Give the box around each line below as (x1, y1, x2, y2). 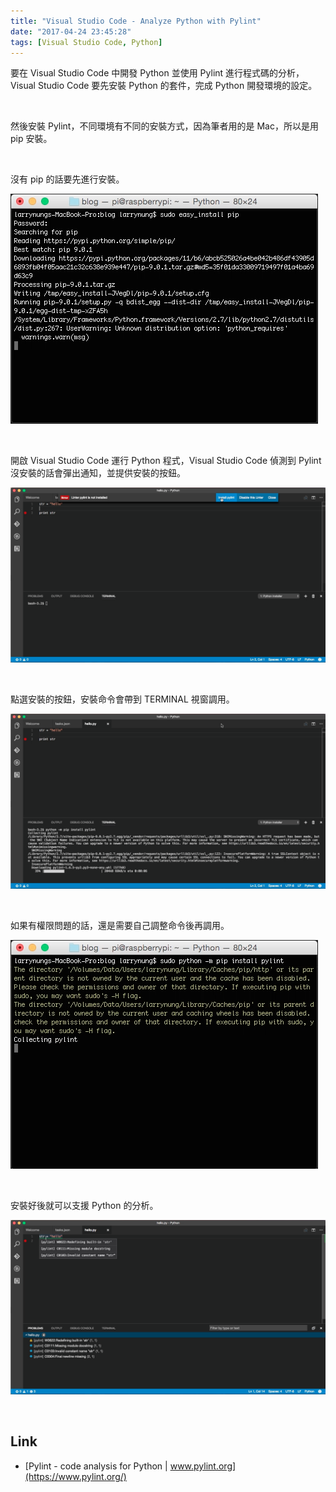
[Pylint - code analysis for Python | (24, 1460, 168, 1472)
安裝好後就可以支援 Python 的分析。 (10, 1199, 159, 1211)
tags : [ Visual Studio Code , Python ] (10, 37, 163, 47)
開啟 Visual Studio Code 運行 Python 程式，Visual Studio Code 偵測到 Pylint (10, 455, 322, 467)
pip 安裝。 (10, 133, 53, 145)
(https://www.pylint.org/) (24, 1470, 127, 1482)
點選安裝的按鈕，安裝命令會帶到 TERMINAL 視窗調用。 (10, 693, 235, 705)
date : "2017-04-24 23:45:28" (10, 26, 132, 37)
